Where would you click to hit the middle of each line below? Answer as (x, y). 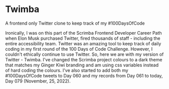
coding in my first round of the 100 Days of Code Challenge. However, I (79, 49)
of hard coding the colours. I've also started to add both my (67, 70)
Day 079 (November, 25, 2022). (38, 81)
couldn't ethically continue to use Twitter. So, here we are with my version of (84, 54)
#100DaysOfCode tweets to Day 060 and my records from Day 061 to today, (84, 75)
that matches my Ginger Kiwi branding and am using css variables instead (82, 65)
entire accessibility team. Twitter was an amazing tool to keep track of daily (83, 43)
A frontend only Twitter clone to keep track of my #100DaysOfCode (75, 23)
